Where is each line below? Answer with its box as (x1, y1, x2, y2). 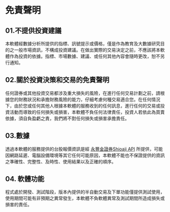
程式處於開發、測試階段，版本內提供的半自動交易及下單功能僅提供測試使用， (5, 189, 165, 195)
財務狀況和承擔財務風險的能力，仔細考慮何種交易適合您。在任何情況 (18, 96, 160, 102)
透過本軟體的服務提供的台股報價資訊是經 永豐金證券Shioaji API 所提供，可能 (5, 146, 163, 152)
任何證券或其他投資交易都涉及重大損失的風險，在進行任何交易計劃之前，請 (5, 90, 160, 96)
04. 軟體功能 (5, 175, 45, 183)
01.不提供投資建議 (5, 26, 62, 35)
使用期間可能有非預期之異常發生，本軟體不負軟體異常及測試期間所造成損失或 (5, 195, 165, 201)
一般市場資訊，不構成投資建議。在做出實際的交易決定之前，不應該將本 (14, 47, 160, 53)
